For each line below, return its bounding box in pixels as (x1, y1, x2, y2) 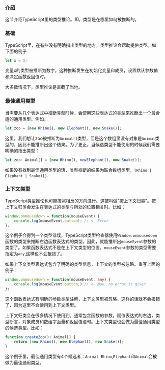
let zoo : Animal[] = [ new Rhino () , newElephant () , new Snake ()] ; (5, 157, 142, 162)
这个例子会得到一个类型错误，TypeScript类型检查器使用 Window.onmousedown (5, 232, 157, 238)
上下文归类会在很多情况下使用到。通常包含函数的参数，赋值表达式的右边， (5, 312, 156, 318)
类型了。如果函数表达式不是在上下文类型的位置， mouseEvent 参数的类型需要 (5, 245, 156, 250)
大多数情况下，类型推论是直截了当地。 (5, 84, 82, 90)
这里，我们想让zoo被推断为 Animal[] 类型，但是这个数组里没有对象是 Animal (5, 135, 156, 141)
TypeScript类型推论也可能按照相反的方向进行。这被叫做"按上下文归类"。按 (5, 198, 156, 204)
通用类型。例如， (13, 116, 48, 122)
